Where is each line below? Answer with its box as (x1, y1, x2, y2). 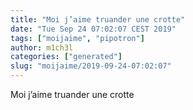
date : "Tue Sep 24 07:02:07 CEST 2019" (10, 24, 177, 34)
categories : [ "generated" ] (10, 52, 123, 62)
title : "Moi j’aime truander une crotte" (10, 14, 186, 25)
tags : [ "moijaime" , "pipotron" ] (10, 33, 145, 43)
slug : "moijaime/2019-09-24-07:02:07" (10, 61, 172, 71)
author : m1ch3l (10, 42, 74, 53)
